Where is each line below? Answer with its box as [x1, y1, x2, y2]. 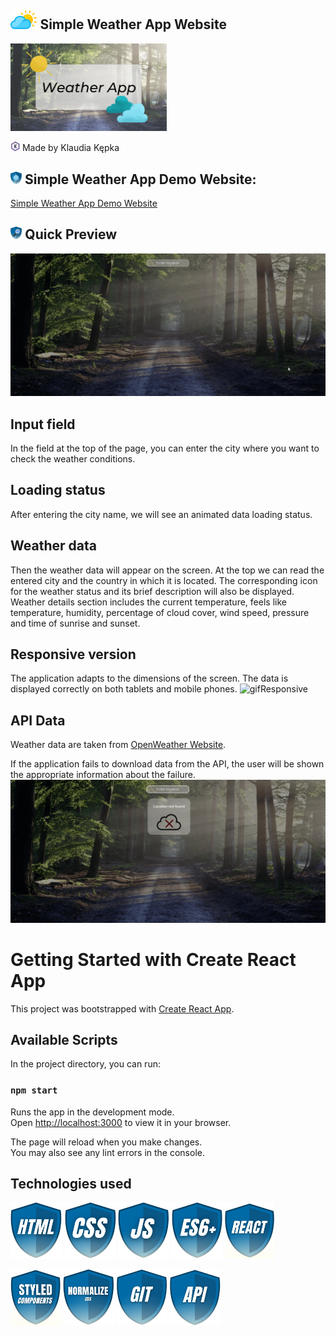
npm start [10, 1085, 58, 1096]
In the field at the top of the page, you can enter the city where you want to [10, 442, 320, 454]
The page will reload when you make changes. [10, 1136, 203, 1148]
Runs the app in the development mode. [10, 1106, 175, 1118]
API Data [10, 712, 66, 729]
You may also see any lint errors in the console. [10, 1146, 205, 1158]
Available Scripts [10, 1031, 118, 1048]
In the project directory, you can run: [10, 1058, 161, 1070]
